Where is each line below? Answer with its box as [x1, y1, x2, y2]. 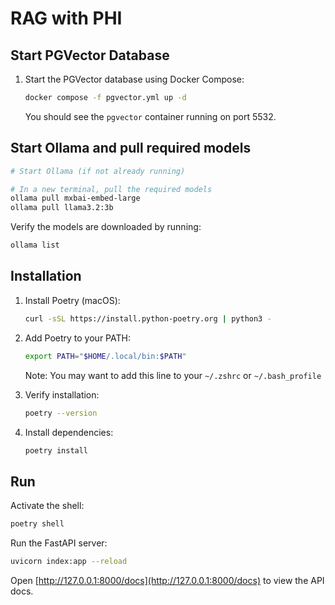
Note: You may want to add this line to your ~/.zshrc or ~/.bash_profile [24, 369, 322, 381]
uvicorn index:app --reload [10, 557, 128, 567]
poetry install [24, 445, 89, 456]
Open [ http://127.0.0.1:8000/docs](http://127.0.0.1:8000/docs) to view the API [10, 574, 325, 586]
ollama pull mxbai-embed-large [10, 193, 141, 204]
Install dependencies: [24, 426, 114, 438]
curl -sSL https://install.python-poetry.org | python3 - [24, 313, 272, 324]
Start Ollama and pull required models [10, 140, 252, 157]
